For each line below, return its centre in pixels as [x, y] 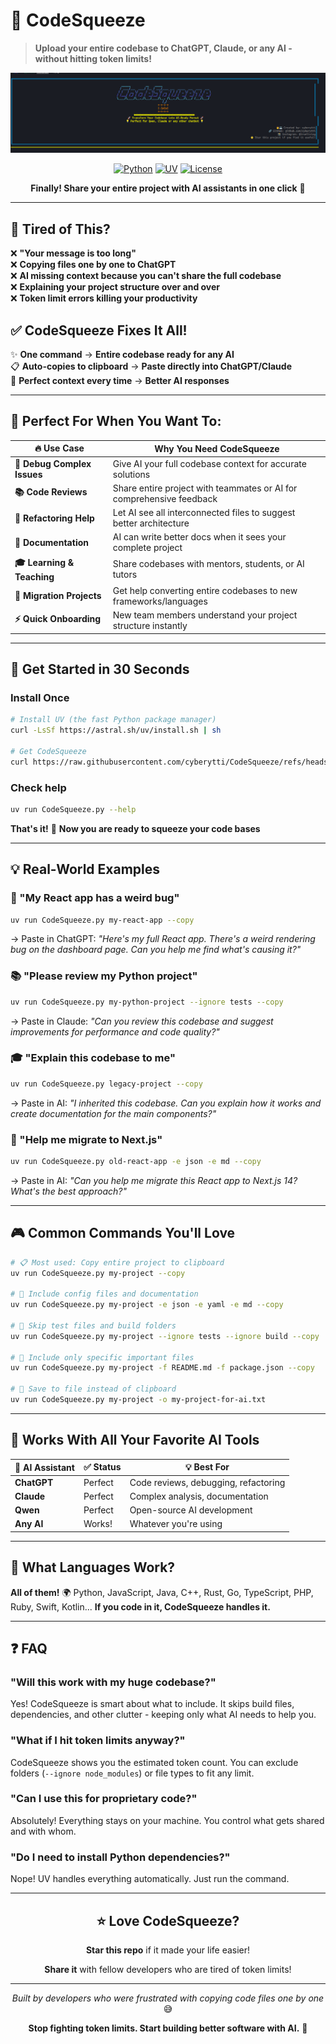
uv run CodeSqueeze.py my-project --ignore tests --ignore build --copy [165, 1336]
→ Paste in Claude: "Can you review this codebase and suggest [142, 1021]
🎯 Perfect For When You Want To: [116, 421]
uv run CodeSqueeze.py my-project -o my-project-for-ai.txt [138, 1400]
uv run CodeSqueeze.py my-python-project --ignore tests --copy [147, 1002]
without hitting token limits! [93, 58]
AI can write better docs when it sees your [199, 537]
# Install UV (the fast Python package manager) [113, 720]
